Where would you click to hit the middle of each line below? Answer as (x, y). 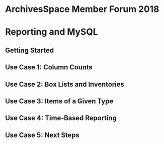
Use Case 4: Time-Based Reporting (61, 118)
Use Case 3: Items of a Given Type (59, 101)
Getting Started (30, 50)
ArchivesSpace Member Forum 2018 (82, 9)
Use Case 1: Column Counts (49, 68)
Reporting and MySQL (52, 32)
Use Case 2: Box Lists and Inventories (65, 84)
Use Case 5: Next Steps (42, 135)
